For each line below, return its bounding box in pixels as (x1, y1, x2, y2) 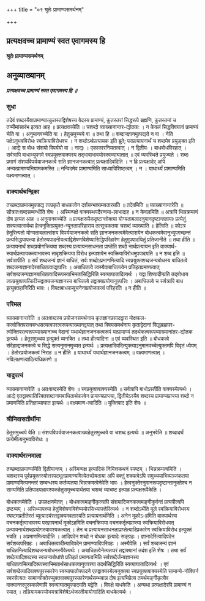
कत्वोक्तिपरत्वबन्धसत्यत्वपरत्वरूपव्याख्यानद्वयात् (6, 321, 94, 328)
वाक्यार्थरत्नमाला (6, 452, 42, 460)
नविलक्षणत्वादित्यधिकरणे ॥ (6, 355, 57, 363)
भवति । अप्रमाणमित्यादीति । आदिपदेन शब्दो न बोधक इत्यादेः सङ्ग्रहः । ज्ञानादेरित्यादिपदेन (6, 533, 175, 540)
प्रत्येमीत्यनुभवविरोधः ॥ (6, 436, 48, 443)
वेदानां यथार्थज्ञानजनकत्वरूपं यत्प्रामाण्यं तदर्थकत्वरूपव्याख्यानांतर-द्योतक (58, 328, 193, 335)
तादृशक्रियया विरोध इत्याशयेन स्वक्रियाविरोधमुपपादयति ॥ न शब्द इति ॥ (51, 249, 185, 257)
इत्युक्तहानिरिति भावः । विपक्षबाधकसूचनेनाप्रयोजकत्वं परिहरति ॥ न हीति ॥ (6, 285, 146, 292)
